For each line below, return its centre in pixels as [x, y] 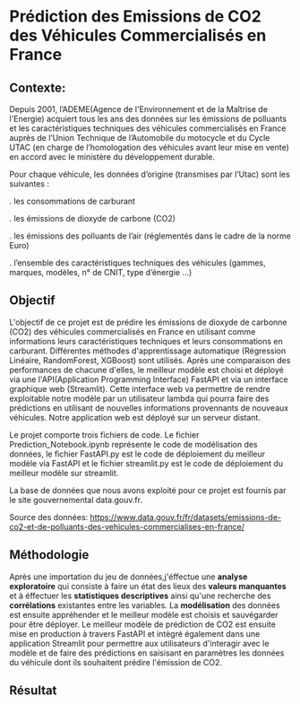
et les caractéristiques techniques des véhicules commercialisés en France [148, 128]
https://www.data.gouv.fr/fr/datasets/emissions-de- [186, 517]
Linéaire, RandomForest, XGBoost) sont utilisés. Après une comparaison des [150, 360]
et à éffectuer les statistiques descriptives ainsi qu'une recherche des [140, 595]
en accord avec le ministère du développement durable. [112, 157]
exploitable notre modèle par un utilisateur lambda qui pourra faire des [139, 398]
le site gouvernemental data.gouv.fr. [76, 500]
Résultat [33, 691]
